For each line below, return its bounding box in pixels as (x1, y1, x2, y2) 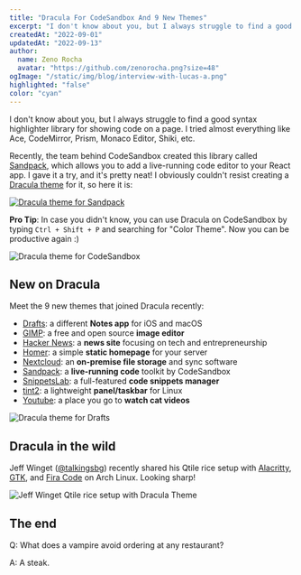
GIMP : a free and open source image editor (22, 328, 185, 339)
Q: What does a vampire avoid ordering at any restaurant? (9, 539, 224, 551)
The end (9, 515, 57, 531)
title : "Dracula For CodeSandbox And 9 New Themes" (9, 13, 207, 23)
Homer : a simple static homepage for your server (22, 347, 208, 357)
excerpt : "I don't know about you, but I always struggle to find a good (9, 22, 293, 31)
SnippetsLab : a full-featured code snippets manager (22, 376, 220, 386)
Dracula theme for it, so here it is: (9, 179, 133, 190)
